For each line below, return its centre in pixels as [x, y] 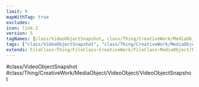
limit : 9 [17, 11]
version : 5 [20, 34]
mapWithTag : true [28, 17]
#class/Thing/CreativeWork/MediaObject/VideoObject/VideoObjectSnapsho [99, 73]
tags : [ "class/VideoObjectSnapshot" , [53, 45]
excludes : [18, 22]
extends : [17, 50]
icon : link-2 [22, 28]
